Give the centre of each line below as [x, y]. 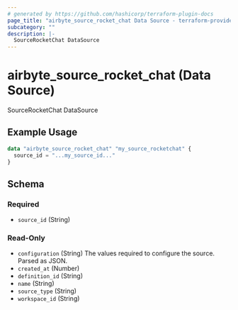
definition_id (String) [50, 276]
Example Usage [42, 132]
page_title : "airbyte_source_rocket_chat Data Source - [91, 21]
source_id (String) [44, 220]
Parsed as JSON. [42, 261]
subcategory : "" [31, 27]
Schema [26, 184]
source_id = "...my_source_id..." [64, 155]
